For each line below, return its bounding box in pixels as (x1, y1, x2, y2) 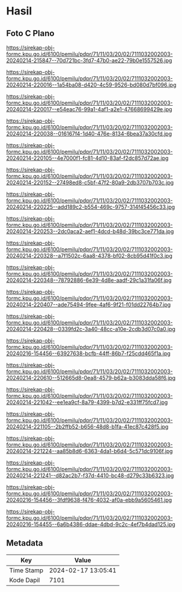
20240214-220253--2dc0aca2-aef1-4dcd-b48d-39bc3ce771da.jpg (6, 228, 174, 235)
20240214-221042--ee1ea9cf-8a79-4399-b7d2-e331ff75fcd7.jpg (6, 398, 168, 406)
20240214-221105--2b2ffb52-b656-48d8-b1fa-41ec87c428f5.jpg (6, 423, 169, 430)
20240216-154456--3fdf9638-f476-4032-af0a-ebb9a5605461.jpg (6, 496, 172, 503)
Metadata (6, 538, 43, 548)
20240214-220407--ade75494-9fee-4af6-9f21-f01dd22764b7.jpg (6, 301, 171, 308)
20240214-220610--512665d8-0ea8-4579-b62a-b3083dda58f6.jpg (6, 374, 176, 381)
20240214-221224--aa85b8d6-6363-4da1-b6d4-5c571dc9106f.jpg (6, 448, 173, 454)
